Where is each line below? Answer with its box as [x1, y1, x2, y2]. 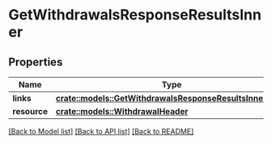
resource [12, 106, 49, 116]
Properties [8, 55, 63, 69]
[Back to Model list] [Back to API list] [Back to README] [8, 127, 194, 136]
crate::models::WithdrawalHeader [55, 106, 189, 116]
